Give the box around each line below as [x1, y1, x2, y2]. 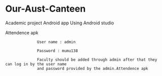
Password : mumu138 [37, 48, 78, 53]
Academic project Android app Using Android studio [5, 20, 114, 26]
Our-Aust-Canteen [5, 3, 86, 15]
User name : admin [37, 39, 76, 45]
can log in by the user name [5, 61, 67, 66]
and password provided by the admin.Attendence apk [37, 66, 148, 71]
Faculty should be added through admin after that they [37, 57, 157, 62]
